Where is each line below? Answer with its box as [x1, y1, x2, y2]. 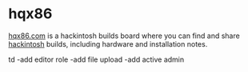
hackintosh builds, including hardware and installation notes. [8, 39, 208, 48]
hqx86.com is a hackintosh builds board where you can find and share [8, 31, 240, 40]
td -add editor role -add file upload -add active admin [8, 55, 185, 64]
